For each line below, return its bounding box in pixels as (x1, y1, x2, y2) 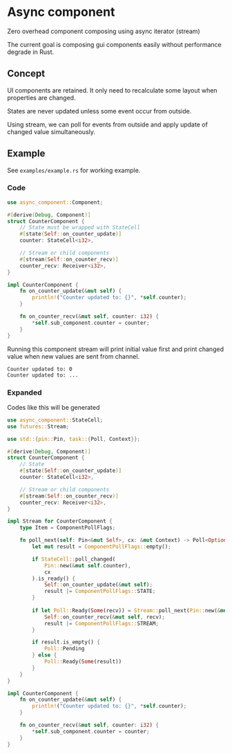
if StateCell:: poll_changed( (32, 556, 116, 563)
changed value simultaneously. (7, 127, 95, 135)
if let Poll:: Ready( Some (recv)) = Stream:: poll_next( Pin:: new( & (32, 607, 221, 614)
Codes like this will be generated (7, 403, 100, 411)
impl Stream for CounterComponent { (7, 518, 113, 525)
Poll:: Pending (43, 645, 85, 652)
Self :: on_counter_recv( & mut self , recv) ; (43, 613, 166, 621)
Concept (7, 68, 46, 79)
